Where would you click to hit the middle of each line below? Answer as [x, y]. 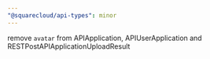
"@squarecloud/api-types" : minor [62, 15]
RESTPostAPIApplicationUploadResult [69, 46]
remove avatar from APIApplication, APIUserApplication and [105, 38]
